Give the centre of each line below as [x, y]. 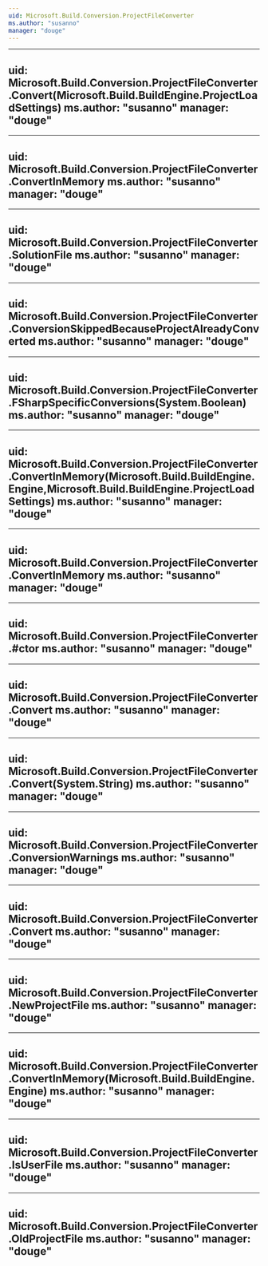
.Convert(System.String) [71, 784]
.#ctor [24, 649]
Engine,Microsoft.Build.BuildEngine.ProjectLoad [132, 489]
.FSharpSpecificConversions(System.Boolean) [128, 403]
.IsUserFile [36, 1165]
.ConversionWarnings [64, 858]
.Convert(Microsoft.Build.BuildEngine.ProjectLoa [133, 95]
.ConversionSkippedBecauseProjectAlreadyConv [134, 329]
